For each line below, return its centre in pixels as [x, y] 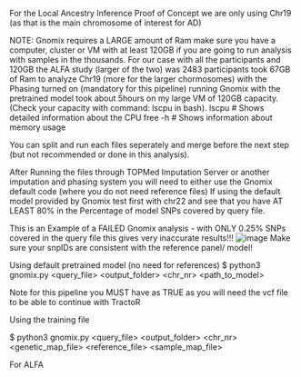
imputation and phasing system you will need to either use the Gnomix [141, 182]
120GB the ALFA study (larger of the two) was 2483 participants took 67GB [150, 69]
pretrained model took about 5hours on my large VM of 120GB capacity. [144, 98]
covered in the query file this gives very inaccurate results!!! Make [150, 238]
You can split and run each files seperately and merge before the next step [149, 145]
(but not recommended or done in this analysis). [100, 154]
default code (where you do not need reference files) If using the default [145, 191]
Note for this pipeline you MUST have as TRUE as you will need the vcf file [149, 293]
